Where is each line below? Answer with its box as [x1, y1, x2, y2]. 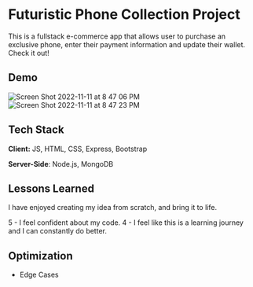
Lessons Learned [8, 182, 94, 195]
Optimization [8, 249, 73, 263]
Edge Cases [19, 270, 59, 280]
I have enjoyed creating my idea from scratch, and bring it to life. [8, 203, 218, 212]
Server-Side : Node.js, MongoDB [8, 159, 114, 168]
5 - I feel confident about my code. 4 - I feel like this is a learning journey [8, 218, 244, 227]
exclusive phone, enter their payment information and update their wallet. [8, 39, 246, 49]
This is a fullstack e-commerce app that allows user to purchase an [8, 31, 226, 41]
